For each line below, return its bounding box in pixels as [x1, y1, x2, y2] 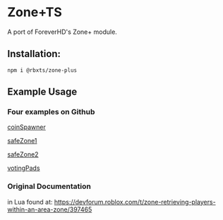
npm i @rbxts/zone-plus [7, 66, 78, 74]
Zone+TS [7, 4, 62, 20]
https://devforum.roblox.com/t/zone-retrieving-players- [54, 197, 217, 206]
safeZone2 [7, 150, 39, 159]
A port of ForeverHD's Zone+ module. [7, 28, 118, 36]
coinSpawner [7, 123, 46, 131]
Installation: [7, 48, 61, 60]
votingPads [7, 164, 40, 173]
